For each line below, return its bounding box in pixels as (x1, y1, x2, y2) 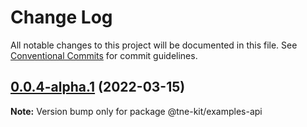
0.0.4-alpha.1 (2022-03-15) (10, 79, 186, 96)
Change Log (10, 6, 113, 29)
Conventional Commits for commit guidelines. (10, 49, 198, 61)
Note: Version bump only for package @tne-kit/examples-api (10, 105, 263, 117)
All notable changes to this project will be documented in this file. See (10, 39, 298, 51)
